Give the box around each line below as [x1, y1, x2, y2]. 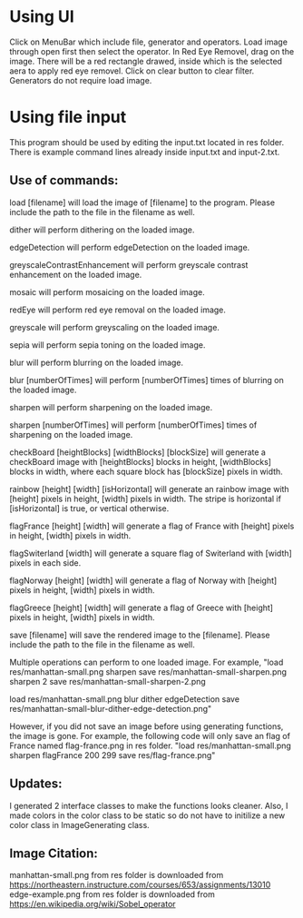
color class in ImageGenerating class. [9, 819, 150, 830]
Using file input [9, 107, 127, 128]
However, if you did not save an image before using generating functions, [9, 720, 284, 732]
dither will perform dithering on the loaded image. [9, 224, 195, 235]
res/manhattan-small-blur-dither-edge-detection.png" [9, 703, 212, 714]
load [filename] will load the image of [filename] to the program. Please [9, 197, 275, 208]
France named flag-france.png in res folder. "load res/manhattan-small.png [9, 740, 292, 751]
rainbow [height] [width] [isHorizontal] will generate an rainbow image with [9, 483, 289, 494]
